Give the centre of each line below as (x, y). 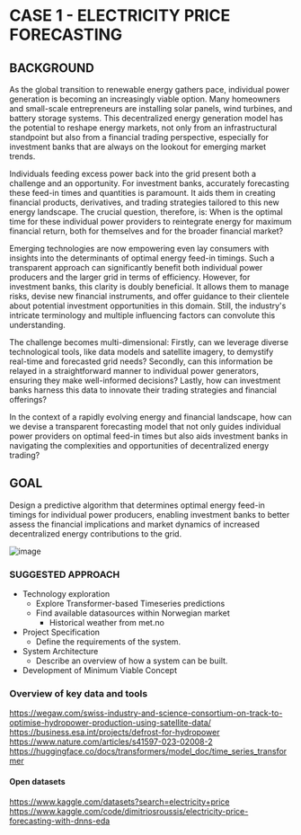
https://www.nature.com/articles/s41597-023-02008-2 (111, 742)
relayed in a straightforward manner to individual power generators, (134, 371)
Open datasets (37, 782)
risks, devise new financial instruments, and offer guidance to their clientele (149, 296)
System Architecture (60, 652)
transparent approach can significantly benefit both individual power (136, 267)
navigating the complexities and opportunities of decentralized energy (139, 445)
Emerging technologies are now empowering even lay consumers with (139, 249)
